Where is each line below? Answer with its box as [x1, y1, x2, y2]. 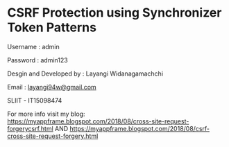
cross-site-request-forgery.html [7, 132, 99, 140]
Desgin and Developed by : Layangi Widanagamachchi [7, 69, 164, 78]
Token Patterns [7, 19, 97, 35]
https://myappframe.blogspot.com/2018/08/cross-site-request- [7, 116, 189, 126]
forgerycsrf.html [7, 124, 53, 132]
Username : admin [7, 42, 60, 51]
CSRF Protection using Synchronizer [7, 5, 222, 21]
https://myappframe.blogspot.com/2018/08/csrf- [69, 124, 210, 132]
